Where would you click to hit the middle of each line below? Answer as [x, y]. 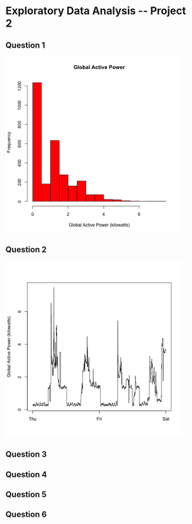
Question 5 [26, 494]
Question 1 [25, 45]
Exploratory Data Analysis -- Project [96, 11]
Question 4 [27, 474]
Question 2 [26, 250]
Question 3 [26, 455]
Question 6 [26, 515]
